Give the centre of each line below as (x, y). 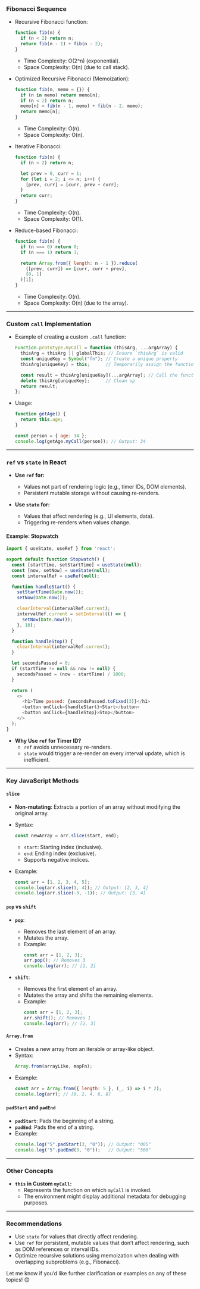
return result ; (39, 386)
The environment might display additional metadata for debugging (105, 1196)
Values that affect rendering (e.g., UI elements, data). (89, 516)
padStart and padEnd (31, 1107)
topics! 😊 (18, 1280)
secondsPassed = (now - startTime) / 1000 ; (72, 674)
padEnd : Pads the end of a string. (54, 1127)
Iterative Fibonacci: (38, 146)
